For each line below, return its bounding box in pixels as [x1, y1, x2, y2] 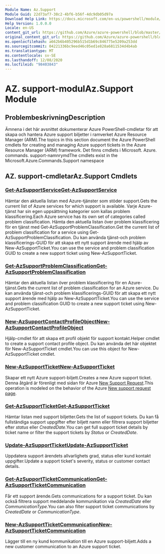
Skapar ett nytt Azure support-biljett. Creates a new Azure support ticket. [5, 374, 152, 380]
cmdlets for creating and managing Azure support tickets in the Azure [5, 142, 146, 148]
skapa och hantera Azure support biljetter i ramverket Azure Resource [5, 131, 147, 138]
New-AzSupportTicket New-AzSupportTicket [5, 364, 115, 370]
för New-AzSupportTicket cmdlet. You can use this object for [5, 346, 128, 352]
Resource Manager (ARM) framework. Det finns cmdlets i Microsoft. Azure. [5, 147, 157, 153]
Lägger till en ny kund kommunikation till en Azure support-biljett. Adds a [5, 538, 151, 544]
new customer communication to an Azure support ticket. [5, 543, 122, 549]
